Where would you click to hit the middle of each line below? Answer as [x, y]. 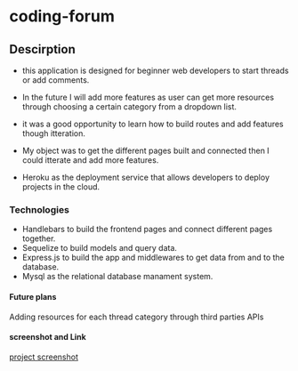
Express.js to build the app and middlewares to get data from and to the [153, 258]
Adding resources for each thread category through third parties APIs [137, 317]
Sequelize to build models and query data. [100, 248]
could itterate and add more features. [90, 160]
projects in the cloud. [61, 187]
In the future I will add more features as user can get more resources [148, 97]
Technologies [39, 209]
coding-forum [62, 16]
